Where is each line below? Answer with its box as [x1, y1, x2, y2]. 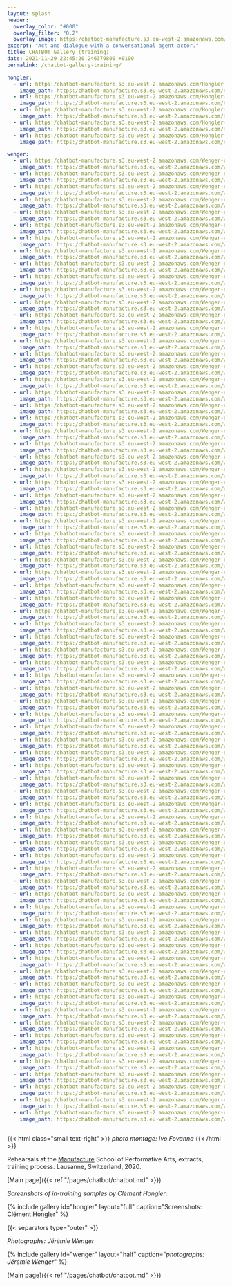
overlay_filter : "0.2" [13, 29, 79, 37]
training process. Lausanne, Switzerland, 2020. [7, 1163, 142, 1171]
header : [7, 17, 30, 24]
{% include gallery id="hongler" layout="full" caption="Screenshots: [7, 1203, 202, 1211]
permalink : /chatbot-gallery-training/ [7, 62, 122, 68]
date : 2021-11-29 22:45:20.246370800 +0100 [7, 55, 135, 62]
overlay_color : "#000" [13, 23, 79, 30]
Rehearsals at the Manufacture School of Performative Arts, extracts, [7, 1155, 204, 1164]
